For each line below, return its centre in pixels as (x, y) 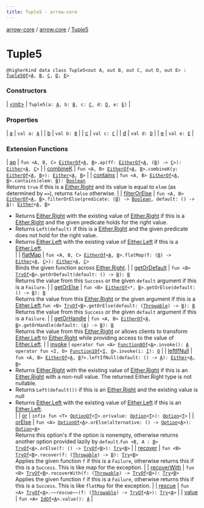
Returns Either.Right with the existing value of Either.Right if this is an (101, 370)
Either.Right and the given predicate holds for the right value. (91, 223)
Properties (22, 120)
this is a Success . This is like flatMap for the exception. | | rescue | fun (102, 486)
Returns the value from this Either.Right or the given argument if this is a (105, 299)
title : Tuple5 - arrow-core (42, 12)
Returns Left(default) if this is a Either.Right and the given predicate (102, 229)
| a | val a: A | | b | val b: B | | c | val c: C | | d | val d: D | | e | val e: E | (100, 133)
